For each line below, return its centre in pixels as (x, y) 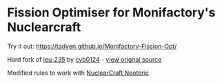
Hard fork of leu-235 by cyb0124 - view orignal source (84, 59)
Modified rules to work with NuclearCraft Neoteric (78, 73)
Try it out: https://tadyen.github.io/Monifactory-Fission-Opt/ (92, 46)
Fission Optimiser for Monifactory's (111, 13)
